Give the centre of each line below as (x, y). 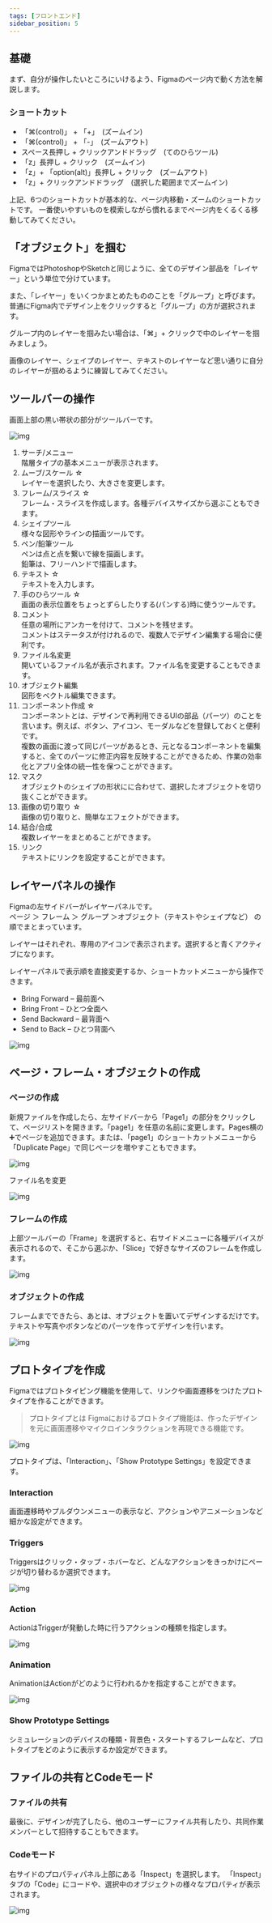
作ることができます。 (72, 1401)
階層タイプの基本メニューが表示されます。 (91, 463)
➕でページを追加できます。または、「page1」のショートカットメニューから (133, 1137)
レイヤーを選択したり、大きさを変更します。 (95, 483)
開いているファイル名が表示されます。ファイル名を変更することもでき (137, 666)
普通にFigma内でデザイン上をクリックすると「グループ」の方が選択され (129, 306)
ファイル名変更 (46, 655)
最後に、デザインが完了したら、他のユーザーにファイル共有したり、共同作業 (136, 1822)
